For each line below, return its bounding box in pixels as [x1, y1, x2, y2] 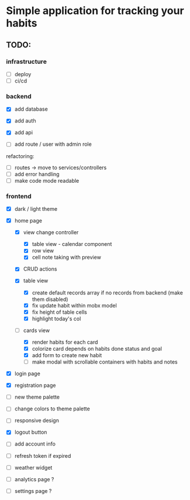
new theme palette [14, 393, 60, 400]
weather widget [14, 464, 53, 471]
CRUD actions [23, 265, 57, 273]
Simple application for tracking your [6, 4, 184, 18]
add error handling [14, 170, 60, 177]
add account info [14, 440, 56, 447]
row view [32, 247, 54, 254]
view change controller [23, 229, 79, 236]
